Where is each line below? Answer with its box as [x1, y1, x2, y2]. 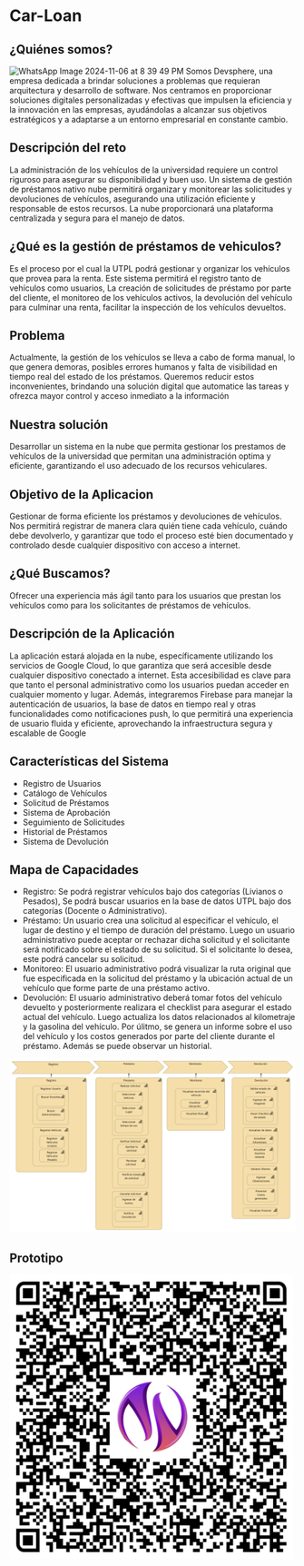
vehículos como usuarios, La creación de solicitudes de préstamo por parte [9, 282, 292, 293]
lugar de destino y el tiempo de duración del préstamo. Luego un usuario [22, 925, 295, 936]
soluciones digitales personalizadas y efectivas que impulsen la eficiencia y [9, 94, 292, 105]
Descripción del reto [9, 140, 127, 155]
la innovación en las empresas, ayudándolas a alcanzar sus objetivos [9, 104, 268, 114]
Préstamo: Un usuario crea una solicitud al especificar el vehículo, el [22, 915, 279, 927]
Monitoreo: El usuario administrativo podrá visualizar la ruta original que [22, 964, 292, 975]
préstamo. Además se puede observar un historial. [22, 1041, 212, 1052]
